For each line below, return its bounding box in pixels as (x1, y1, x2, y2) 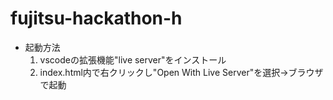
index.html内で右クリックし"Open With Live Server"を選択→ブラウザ (39, 66, 324, 78)
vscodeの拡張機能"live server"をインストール (39, 53, 227, 66)
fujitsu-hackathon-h (10, 7, 183, 30)
